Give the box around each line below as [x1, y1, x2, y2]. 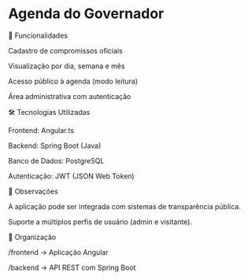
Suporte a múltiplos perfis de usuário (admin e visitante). [8, 217, 193, 227]
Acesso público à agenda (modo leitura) [8, 76, 139, 86]
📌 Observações [8, 186, 59, 196]
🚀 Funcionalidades [8, 31, 68, 40]
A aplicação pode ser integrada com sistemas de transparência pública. [8, 201, 242, 211]
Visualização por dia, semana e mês [8, 61, 125, 71]
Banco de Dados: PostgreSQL [8, 156, 105, 165]
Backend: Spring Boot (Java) [8, 141, 102, 150]
